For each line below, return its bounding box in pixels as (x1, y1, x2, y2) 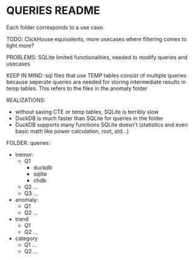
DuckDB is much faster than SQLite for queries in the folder (15, 115, 164, 122)
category (15, 235, 38, 242)
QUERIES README (6, 4, 101, 18)
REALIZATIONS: (6, 96, 46, 104)
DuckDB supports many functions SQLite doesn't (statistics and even (15, 121, 188, 128)
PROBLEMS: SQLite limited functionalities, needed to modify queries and (6, 53, 188, 61)
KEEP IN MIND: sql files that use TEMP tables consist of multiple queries (6, 72, 187, 79)
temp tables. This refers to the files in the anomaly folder (6, 84, 148, 92)
